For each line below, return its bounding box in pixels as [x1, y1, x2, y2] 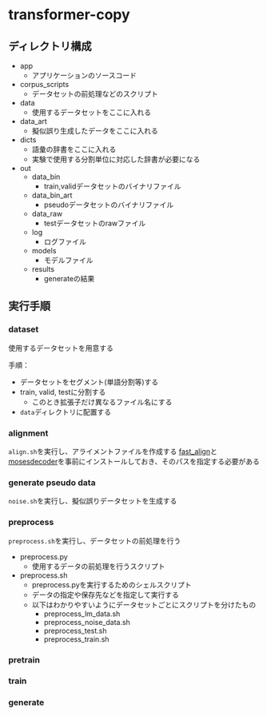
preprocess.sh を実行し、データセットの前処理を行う [8, 535, 181, 545]
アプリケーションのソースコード [31, 70, 137, 80]
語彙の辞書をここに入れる [31, 145, 117, 153]
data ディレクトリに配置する [19, 407, 112, 416]
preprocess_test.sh [43, 626, 107, 635]
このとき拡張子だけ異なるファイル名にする [31, 397, 173, 407]
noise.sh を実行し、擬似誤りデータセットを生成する [8, 496, 177, 506]
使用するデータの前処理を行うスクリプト [31, 561, 165, 571]
